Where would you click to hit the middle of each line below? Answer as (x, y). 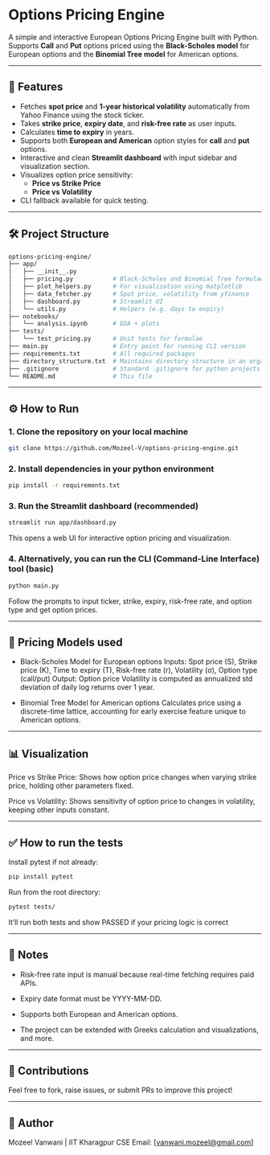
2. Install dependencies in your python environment (111, 469)
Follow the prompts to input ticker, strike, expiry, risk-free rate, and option (130, 601)
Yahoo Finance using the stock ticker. (82, 115)
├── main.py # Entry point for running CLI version (127, 346)
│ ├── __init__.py (43, 272)
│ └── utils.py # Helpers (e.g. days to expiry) (117, 309)
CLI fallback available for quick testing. (84, 200)
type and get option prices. (53, 609)
